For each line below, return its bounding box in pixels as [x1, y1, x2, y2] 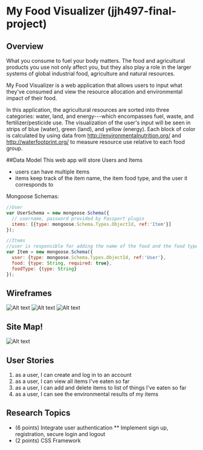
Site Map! [6, 321, 43, 332]
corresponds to [14, 181, 54, 188]
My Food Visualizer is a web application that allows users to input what [6, 82, 182, 89]
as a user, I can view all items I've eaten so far [14, 378, 130, 385]
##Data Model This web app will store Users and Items [6, 156, 143, 164]
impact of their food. [6, 95, 57, 101]
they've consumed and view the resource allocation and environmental [6, 88, 183, 95]
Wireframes [6, 288, 53, 298]
